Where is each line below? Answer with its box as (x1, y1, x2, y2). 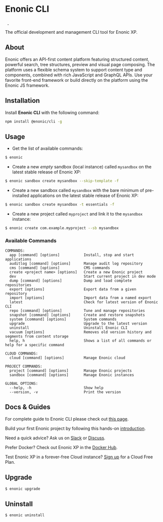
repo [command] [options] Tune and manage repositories (9, 308, 145, 313)
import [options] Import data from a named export (9, 295, 152, 301)
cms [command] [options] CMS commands (9, 265, 110, 270)
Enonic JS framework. (5, 82, 50, 88)
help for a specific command (5, 343, 64, 348)
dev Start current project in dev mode (9, 274, 156, 279)
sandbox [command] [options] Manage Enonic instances (9, 373, 134, 378)
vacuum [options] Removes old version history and (9, 330, 152, 335)
